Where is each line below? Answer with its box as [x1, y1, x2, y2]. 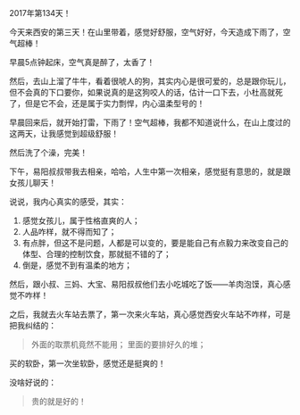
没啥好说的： [9, 378, 56, 387]
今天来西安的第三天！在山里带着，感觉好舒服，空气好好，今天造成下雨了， [9, 27, 283, 37]
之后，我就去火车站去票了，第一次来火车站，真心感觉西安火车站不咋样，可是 [9, 309, 291, 320]
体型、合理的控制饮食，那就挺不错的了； [21, 249, 171, 259]
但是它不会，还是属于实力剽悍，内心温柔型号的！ [24, 98, 205, 109]
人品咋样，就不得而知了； [21, 227, 117, 237]
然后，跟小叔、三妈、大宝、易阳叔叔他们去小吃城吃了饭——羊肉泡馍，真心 [9, 279, 283, 289]
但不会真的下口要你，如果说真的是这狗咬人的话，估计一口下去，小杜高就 [9, 87, 275, 97]
